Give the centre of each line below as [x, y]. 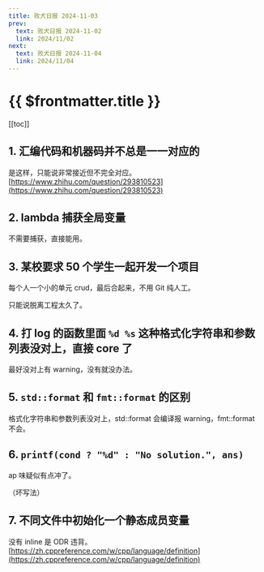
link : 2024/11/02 [45, 39]
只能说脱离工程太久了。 [47, 305]
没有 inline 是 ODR [38, 541]
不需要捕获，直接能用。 [47, 239]
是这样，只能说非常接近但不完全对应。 [72, 172]
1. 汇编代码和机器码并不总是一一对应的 [104, 151]
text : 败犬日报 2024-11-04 [59, 54]
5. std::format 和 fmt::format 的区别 [100, 397]
